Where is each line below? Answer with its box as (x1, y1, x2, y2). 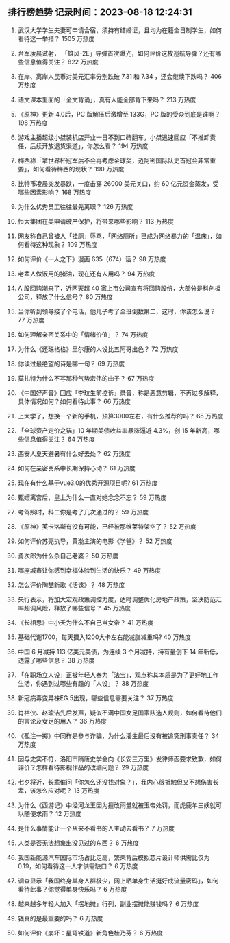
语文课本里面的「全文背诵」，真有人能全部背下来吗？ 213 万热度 (17, 95, 196, 104)
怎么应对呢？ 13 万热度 (36, 786, 100, 794)
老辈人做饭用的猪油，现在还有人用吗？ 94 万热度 (17, 270, 155, 278)
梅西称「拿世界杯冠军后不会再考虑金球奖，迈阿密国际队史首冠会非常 (17, 156, 210, 165)
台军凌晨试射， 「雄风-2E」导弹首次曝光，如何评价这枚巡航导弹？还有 (17, 49, 216, 57)
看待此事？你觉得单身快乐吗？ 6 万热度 (17, 885, 127, 893)
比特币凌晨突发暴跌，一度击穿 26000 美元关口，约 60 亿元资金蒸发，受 (17, 179, 219, 187)
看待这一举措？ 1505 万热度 (17, 34, 95, 43)
